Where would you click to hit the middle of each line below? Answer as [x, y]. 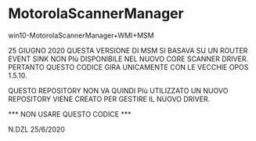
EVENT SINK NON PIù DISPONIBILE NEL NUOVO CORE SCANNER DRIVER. [128, 59]
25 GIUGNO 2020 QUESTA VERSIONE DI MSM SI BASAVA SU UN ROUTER [128, 50]
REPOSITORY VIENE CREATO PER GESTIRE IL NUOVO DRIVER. [109, 99]
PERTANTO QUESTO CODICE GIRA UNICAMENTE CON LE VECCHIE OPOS [128, 67]
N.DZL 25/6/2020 [36, 129]
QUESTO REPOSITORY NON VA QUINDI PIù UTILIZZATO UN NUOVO [118, 90]
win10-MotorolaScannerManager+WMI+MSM [81, 35]
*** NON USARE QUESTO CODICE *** [70, 114]
